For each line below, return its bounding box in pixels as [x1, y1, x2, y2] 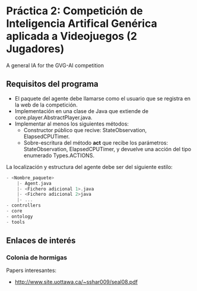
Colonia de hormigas [6, 253, 67, 261]
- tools [6, 219, 26, 225]
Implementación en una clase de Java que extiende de [14, 107, 149, 114]
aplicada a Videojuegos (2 [6, 30, 138, 43]
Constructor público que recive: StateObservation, [23, 126, 147, 133]
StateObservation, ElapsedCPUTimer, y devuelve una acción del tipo [23, 145, 192, 152]
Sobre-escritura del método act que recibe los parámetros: [23, 139, 169, 146]
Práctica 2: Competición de [6, 4, 144, 18]
